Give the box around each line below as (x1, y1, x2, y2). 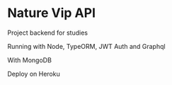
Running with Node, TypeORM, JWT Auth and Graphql (7, 42, 166, 50)
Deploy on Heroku (7, 69, 60, 78)
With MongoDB (7, 55, 52, 64)
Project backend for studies (7, 28, 88, 37)
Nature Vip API (7, 5, 96, 21)
